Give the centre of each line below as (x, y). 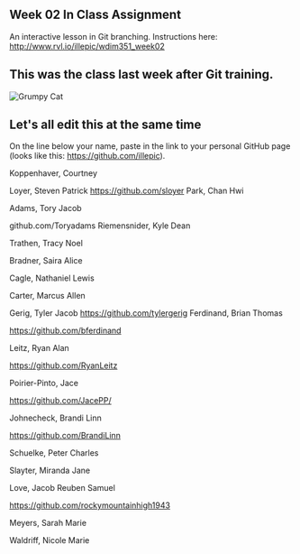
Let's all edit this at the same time (105, 125)
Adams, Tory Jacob (46, 208)
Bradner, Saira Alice (46, 261)
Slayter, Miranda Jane (50, 471)
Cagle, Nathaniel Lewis (52, 278)
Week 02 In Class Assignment (95, 15)
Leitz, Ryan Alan (39, 348)
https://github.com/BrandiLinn (65, 436)
